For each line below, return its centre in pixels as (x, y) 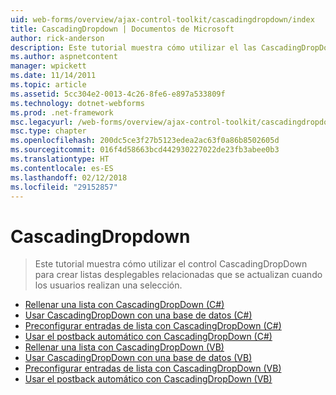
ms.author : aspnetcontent (64, 57)
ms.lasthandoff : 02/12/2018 (69, 177)
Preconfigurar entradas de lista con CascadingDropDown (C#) (153, 326)
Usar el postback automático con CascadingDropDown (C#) (148, 337)
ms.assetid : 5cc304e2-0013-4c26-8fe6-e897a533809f (118, 94)
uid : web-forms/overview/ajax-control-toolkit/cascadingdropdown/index (162, 19)
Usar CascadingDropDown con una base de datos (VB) (138, 358)
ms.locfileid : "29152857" (64, 187)
